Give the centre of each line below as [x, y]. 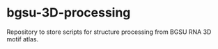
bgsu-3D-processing [69, 13]
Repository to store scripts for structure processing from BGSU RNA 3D [109, 32]
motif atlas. [23, 39]
